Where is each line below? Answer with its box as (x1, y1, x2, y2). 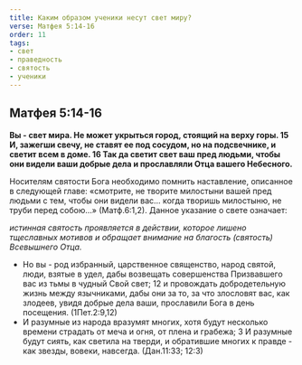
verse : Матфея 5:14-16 (9, 22, 95, 31)
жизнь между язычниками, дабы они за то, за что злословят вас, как (22, 287, 290, 298)
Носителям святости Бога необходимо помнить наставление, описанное (9, 175, 294, 186)
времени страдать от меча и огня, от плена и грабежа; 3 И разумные (22, 326, 293, 337)
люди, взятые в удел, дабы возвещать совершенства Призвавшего (22, 268, 283, 279)
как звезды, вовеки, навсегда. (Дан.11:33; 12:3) (22, 345, 203, 356)
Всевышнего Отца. (9, 241, 82, 252)
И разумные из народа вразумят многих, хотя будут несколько (22, 316, 269, 327)
